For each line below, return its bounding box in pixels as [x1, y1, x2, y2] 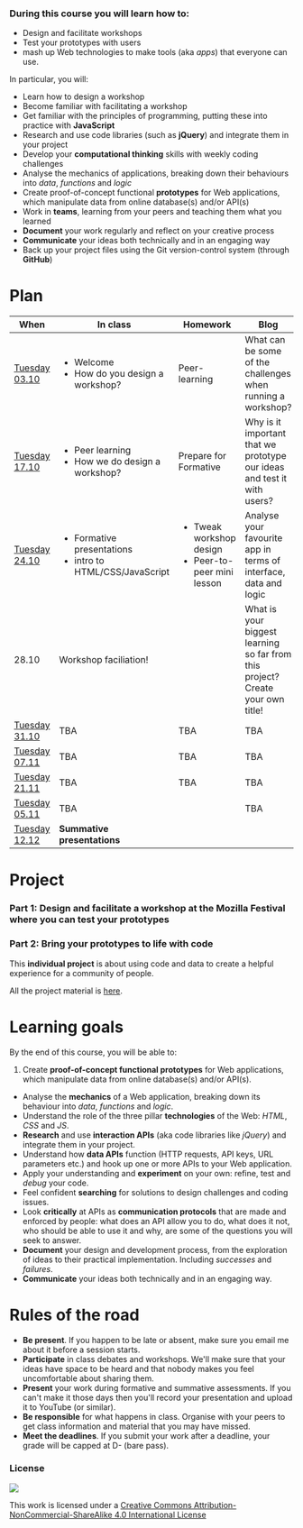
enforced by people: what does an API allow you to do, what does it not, [22, 1215, 290, 1226]
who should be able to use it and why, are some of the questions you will [22, 1225, 293, 1236]
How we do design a [74, 455, 161, 468]
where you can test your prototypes [9, 913, 170, 926]
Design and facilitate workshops [22, 28, 142, 39]
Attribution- [193, 1499, 237, 1510]
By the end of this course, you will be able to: [9, 1047, 178, 1057]
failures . [22, 1263, 53, 1274]
